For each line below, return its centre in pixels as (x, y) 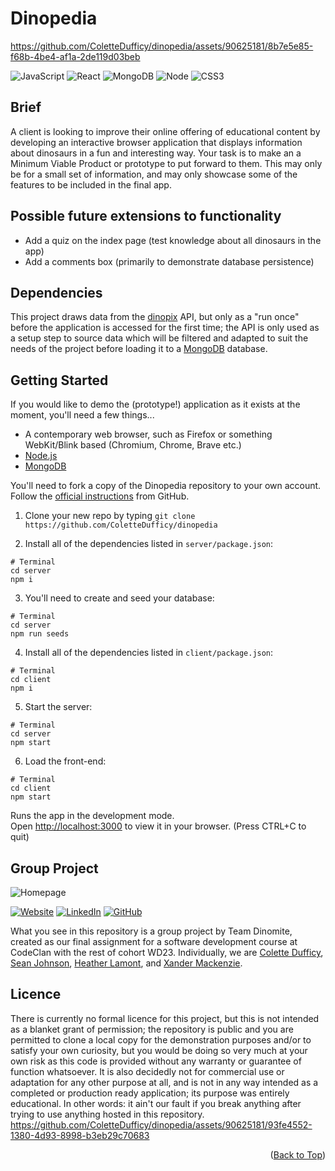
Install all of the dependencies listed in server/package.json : (149, 544)
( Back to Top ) (297, 1154)
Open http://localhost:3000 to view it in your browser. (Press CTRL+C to (158, 826)
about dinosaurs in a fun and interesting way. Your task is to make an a (156, 153)
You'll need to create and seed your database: (119, 598)
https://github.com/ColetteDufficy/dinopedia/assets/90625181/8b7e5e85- (162, 46)
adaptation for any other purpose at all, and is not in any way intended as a (164, 1082)
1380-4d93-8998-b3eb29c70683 (80, 1135)
